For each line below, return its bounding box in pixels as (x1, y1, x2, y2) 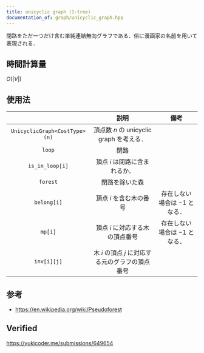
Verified (6, 323, 38, 334)
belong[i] (34, 199, 63, 206)
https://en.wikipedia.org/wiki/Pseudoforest (15, 306, 123, 313)
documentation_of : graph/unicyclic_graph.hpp (6, 15, 123, 21)
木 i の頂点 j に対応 (93, 249, 146, 257)
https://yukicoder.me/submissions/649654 (6, 339, 114, 346)
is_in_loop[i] (28, 163, 69, 170)
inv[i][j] (34, 258, 63, 265)
